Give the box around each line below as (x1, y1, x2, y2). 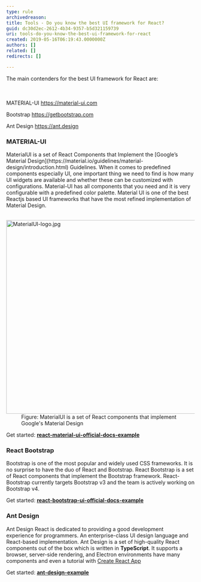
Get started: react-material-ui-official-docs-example (6, 431, 140, 438)
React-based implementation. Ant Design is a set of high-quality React (6, 538, 179, 545)
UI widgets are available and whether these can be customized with (6, 176, 173, 183)
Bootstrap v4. (6, 485, 40, 492)
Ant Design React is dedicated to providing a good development (6, 525, 164, 532)
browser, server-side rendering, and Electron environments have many (6, 551, 181, 558)
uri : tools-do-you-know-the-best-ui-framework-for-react (6, 31, 151, 37)
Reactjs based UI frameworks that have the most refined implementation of (6, 195, 191, 202)
